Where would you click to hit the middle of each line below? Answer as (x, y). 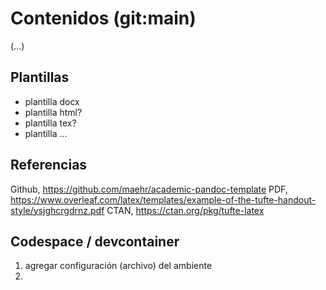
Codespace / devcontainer (95, 241)
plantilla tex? (50, 123)
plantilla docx (52, 101)
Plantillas (40, 77)
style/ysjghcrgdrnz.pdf (57, 210)
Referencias (49, 165)
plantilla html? (53, 112)
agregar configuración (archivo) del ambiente (118, 266)
